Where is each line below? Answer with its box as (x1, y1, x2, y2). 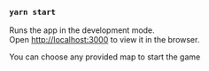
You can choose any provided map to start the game (9, 51, 201, 62)
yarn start (9, 7, 56, 17)
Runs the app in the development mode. (9, 25, 155, 35)
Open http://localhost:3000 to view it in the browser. (9, 35, 200, 45)
